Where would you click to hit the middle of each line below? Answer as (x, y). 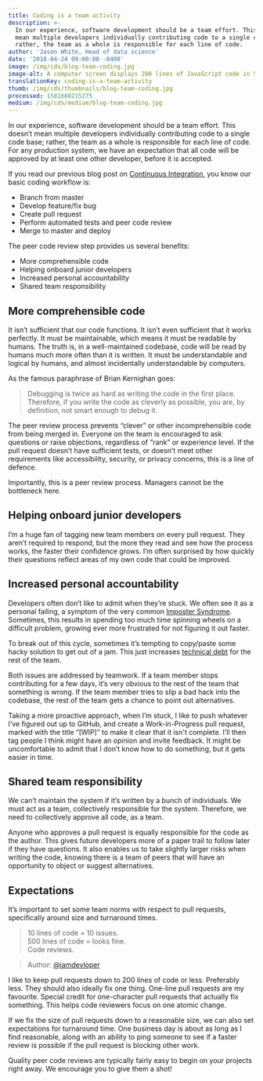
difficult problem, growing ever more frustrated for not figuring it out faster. (129, 628)
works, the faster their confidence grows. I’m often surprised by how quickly (131, 551)
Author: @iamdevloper (63, 965)
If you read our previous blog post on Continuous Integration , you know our (130, 174)
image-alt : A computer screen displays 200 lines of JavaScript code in (129, 74)
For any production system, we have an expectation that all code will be (124, 151)
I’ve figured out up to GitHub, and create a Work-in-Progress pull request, (127, 724)
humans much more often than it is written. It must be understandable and (128, 355)
